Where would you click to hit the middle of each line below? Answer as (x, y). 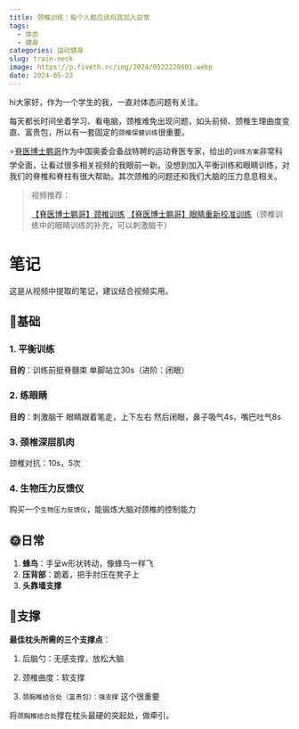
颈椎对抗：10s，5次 (45, 463)
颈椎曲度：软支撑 (53, 677)
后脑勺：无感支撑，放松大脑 (73, 658)
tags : (19, 26)
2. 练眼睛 (28, 396)
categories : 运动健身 (47, 51)
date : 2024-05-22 (41, 76)
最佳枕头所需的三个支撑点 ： (60, 639)
